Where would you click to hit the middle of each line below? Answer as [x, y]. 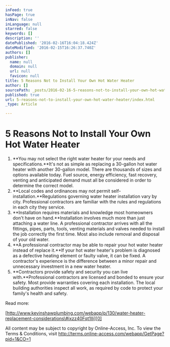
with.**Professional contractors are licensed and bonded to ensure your [88, 277]
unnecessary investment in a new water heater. [62, 266]
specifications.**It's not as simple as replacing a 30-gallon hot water [85, 164]
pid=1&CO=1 [18, 339]
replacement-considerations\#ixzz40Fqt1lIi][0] [54, 319]
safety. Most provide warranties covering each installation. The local [84, 283]
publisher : [17, 57]
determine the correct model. [43, 186]
